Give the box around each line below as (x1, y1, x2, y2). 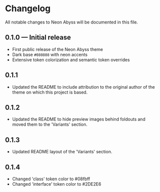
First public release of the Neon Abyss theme (12, 46, 103, 52)
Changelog (5, 3, 51, 14)
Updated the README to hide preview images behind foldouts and (12, 116, 145, 122)
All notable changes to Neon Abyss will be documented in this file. (5, 19, 138, 25)
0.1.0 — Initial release (5, 33, 71, 42)
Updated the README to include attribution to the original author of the (12, 84, 155, 90)
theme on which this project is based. (12, 89, 88, 95)
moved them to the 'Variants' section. (12, 121, 88, 127)
